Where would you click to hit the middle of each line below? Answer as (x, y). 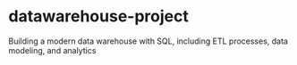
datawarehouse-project (98, 16)
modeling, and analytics (52, 50)
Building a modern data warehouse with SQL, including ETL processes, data (148, 41)
